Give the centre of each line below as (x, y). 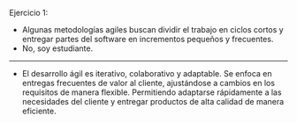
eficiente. (39, 111)
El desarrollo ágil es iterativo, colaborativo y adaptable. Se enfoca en (147, 73)
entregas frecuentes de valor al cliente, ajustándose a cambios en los (148, 83)
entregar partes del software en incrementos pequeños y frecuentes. (148, 39)
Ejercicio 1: (29, 13)
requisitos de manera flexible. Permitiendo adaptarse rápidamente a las (152, 92)
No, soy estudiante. (57, 48)
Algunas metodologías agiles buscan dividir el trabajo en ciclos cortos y (153, 29)
